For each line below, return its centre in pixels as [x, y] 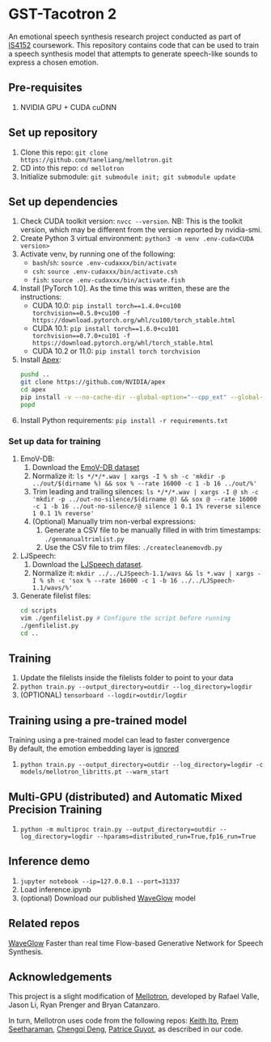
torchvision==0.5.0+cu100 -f [81, 313]
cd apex [33, 390]
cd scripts [38, 611]
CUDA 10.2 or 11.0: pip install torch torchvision [116, 351]
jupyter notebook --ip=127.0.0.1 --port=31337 [100, 881]
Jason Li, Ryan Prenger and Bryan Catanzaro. [84, 1005]
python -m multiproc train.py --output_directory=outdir [118, 829]
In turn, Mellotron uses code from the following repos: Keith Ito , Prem [123, 1021]
